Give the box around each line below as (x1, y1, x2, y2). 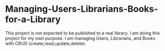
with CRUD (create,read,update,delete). (5, 40, 86, 46)
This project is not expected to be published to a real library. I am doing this (5, 30, 161, 36)
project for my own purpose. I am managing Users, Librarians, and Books (5, 35, 156, 41)
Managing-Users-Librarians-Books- (5, 3, 159, 15)
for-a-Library (5, 14, 61, 25)
